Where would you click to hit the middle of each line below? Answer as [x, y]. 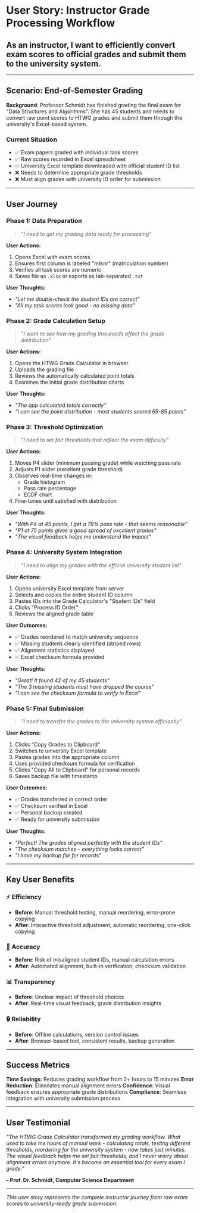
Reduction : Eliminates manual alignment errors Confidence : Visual [88, 1086]
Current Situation [32, 139]
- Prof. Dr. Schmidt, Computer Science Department [70, 1180]
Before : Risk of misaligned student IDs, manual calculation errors [94, 959]
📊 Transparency [31, 982]
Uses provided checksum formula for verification [75, 763]
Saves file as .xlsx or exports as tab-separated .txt [79, 276]
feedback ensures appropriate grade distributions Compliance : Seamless [96, 1092]
